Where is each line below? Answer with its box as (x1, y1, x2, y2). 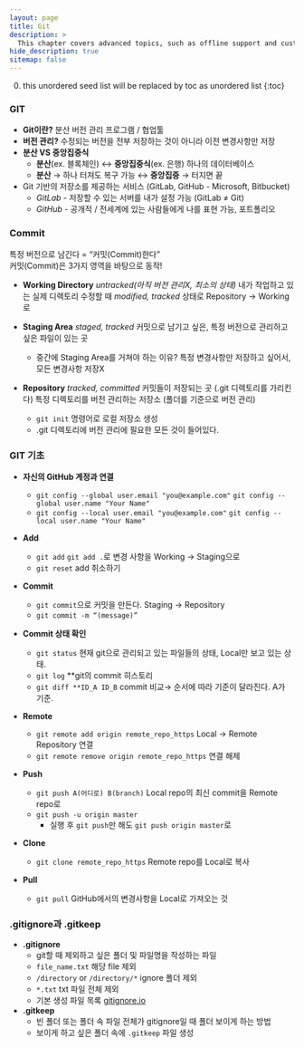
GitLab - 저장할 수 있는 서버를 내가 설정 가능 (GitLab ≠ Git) (35, 192, 244, 204)
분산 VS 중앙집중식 (22, 147, 90, 158)
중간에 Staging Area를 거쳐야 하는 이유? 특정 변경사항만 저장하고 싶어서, (35, 351, 291, 362)
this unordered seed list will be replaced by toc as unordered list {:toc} (22, 81, 285, 91)
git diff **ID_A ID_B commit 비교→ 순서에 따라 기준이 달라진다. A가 (35, 681, 286, 692)
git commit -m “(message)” (35, 610, 138, 620)
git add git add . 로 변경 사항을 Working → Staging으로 (35, 551, 241, 562)
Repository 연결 (35, 739, 94, 750)
